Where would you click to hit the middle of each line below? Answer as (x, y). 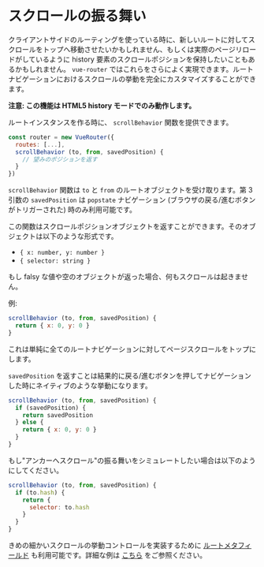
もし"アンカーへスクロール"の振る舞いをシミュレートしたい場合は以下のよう (132, 460)
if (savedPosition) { (51, 408)
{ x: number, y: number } (62, 253)
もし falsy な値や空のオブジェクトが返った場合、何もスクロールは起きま (125, 277)
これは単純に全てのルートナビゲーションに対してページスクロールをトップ (129, 349)
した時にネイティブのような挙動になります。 (80, 385)
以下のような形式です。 (80, 237)
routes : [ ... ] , (40, 144)
